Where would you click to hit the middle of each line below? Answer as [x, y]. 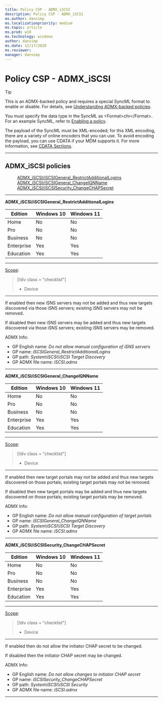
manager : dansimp [23, 55]
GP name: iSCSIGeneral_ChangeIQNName [54, 521]
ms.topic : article [24, 28]
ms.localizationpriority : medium [39, 23]
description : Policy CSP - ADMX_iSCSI [44, 14]
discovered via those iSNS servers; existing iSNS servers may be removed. [80, 328]
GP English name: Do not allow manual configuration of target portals [82, 516]
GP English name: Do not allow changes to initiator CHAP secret [76, 674]
